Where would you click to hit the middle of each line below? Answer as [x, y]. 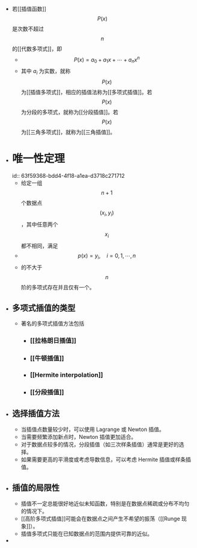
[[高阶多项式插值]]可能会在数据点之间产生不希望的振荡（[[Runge [100, 518]
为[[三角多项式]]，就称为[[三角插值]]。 [68, 132]
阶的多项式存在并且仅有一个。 [58, 287]
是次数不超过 [28, 29]
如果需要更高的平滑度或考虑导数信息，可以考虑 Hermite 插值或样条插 [106, 459]
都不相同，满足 [39, 245]
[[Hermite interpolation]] [66, 375]
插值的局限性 [36, 488]
